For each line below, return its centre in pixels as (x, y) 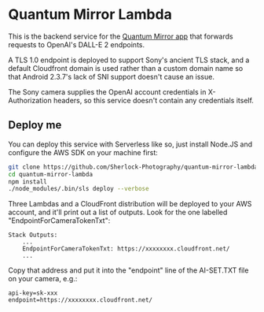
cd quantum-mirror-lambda (50, 174)
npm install (27, 182)
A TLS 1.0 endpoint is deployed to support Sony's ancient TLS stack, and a (129, 60)
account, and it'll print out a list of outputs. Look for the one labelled (118, 212)
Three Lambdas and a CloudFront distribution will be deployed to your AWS (130, 204)
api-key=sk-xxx (33, 293)
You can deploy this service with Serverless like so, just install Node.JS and (130, 144)
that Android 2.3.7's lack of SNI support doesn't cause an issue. (111, 76)
